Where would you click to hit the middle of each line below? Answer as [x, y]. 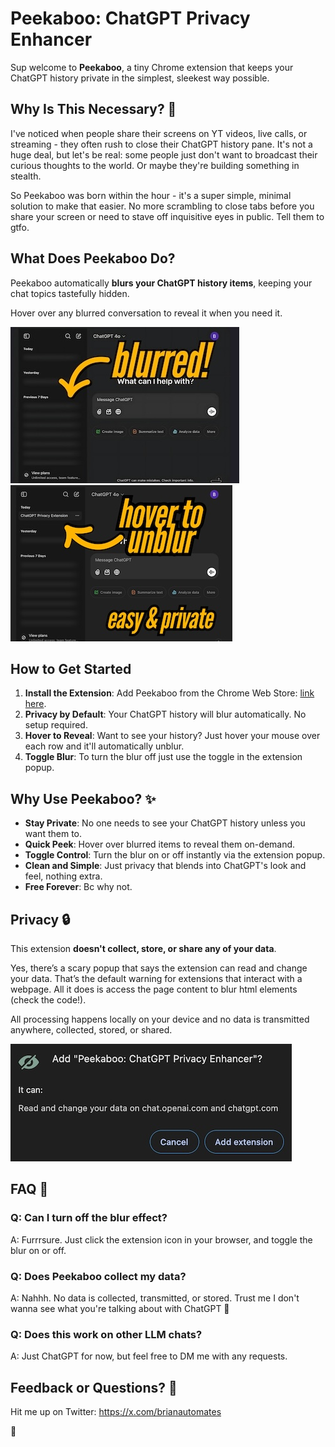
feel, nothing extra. [63, 876]
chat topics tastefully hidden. [70, 293]
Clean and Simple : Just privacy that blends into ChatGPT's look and [165, 866]
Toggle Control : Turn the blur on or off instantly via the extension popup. [175, 855]
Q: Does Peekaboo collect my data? [98, 1276]
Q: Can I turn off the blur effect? [89, 1218]
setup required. [56, 725]
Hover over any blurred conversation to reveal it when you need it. [146, 313]
